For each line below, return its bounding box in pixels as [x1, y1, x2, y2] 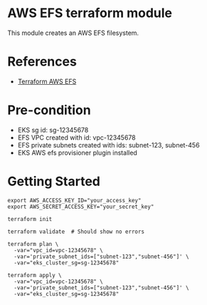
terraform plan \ [7, 240, 59, 247]
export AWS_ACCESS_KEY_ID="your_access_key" [7, 197, 142, 204]
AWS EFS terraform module [7, 5, 173, 21]
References [7, 53, 77, 70]
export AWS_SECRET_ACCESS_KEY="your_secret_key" [7, 203, 154, 210]
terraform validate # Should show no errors [7, 228, 144, 235]
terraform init [7, 215, 53, 222]
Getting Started [7, 173, 101, 190]
